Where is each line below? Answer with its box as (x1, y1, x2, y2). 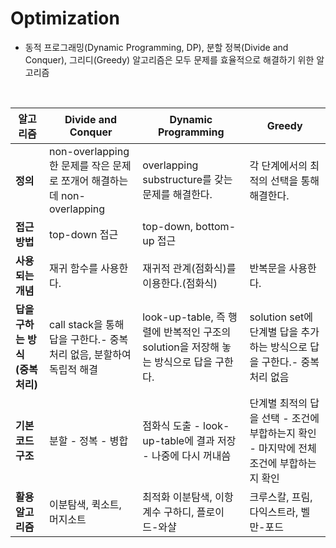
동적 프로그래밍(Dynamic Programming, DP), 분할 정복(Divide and (24, 41, 289, 53)
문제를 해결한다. (142, 187, 213, 201)
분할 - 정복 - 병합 (48, 433, 129, 447)
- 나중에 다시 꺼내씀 (142, 448, 232, 462)
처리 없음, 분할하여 (48, 347, 132, 361)
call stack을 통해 (48, 317, 125, 331)
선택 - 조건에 (261, 411, 320, 425)
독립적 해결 (48, 362, 98, 376)
